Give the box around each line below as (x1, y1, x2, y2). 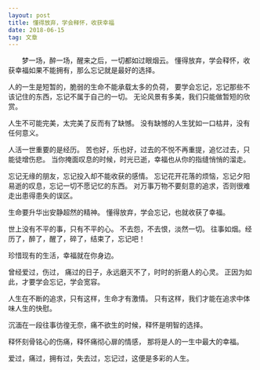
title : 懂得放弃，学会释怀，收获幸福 (8, 19, 115, 27)
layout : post (8, 11, 51, 20)
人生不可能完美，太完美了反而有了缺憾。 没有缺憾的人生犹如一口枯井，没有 (8, 118, 251, 128)
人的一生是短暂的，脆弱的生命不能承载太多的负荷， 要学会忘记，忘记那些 (8, 82, 244, 92)
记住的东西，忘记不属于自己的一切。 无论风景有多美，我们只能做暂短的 (14, 92, 244, 102)
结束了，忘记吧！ (89, 234, 146, 244)
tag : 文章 (8, 33, 38, 42)
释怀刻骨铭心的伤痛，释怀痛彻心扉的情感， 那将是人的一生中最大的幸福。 (8, 337, 244, 346)
